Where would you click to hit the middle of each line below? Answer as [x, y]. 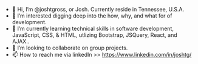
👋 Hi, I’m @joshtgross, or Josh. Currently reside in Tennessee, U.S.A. [98, 9]
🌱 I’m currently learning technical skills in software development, [93, 28]
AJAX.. [21, 41]
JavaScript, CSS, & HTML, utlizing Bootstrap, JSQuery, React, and [94, 35]
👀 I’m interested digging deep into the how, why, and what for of [92, 16]
